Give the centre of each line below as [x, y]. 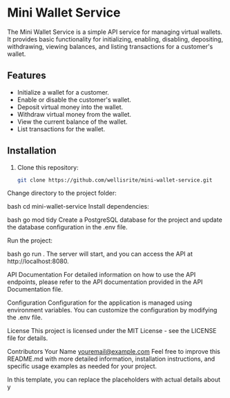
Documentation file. [35, 290]
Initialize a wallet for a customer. [63, 92]
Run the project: [30, 240]
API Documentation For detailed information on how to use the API [102, 275]
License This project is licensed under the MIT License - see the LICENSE [112, 331]
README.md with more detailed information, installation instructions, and [111, 359]
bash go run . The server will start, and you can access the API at [100, 254]
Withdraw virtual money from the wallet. [74, 114]
